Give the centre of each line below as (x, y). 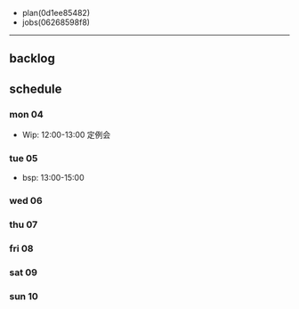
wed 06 (26, 201)
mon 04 (27, 114)
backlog (32, 58)
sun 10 (24, 296)
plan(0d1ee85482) (56, 13)
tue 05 (24, 158)
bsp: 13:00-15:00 (53, 178)
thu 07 (24, 224)
